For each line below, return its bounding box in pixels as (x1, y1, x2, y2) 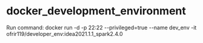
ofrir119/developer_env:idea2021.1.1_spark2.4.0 (6, 30, 123, 37)
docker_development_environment (6, 4, 187, 18)
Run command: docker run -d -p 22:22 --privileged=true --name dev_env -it (6, 24, 197, 31)
